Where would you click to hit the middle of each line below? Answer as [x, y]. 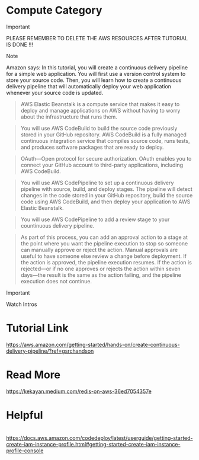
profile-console [25, 451]
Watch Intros [22, 304]
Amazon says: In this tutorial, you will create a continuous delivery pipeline [97, 67]
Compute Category [54, 10]
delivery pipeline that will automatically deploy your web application [89, 86]
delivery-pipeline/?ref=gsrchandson [50, 351]
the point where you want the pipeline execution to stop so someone [104, 243]
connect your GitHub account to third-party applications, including [102, 165]
